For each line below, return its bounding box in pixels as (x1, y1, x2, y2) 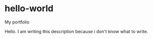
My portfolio (4, 19, 30, 25)
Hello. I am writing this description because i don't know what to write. (4, 28, 149, 34)
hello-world (4, 3, 54, 14)
